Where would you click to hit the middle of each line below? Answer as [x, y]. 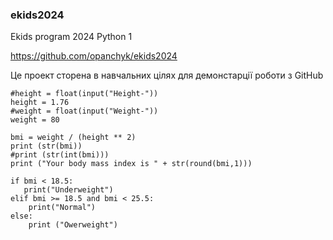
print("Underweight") [68, 190]
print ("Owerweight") [73, 225]
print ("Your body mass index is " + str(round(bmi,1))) [131, 164]
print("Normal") [62, 208]
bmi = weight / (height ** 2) [73, 138]
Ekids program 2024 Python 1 [71, 37]
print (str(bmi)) [46, 146]
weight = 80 [35, 120]
